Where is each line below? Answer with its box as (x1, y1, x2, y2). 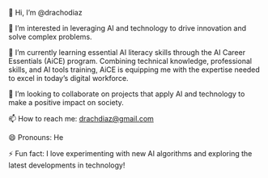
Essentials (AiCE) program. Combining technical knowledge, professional (8, 57, 253, 66)
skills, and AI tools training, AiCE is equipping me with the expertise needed (8, 65, 261, 74)
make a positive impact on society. (8, 98, 124, 107)
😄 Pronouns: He (8, 133, 64, 142)
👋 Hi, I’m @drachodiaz (8, 8, 83, 17)
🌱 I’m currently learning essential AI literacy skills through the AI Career (8, 48, 245, 57)
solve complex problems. (8, 32, 92, 41)
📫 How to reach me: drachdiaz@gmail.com (8, 114, 154, 123)
